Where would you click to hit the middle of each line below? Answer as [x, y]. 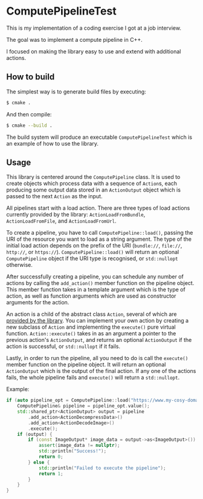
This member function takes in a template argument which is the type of [96, 290]
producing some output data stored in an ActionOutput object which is [94, 190]
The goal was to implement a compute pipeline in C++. [75, 39]
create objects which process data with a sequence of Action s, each [92, 184]
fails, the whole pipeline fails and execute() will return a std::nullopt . [93, 378]
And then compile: [29, 114]
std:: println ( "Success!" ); [72, 451]
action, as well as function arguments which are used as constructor [91, 296]
